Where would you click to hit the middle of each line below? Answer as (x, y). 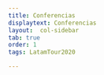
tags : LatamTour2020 (42, 52)
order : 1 (22, 45)
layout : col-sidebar (44, 30)
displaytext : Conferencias (52, 23)
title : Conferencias (42, 15)
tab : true (24, 37)
